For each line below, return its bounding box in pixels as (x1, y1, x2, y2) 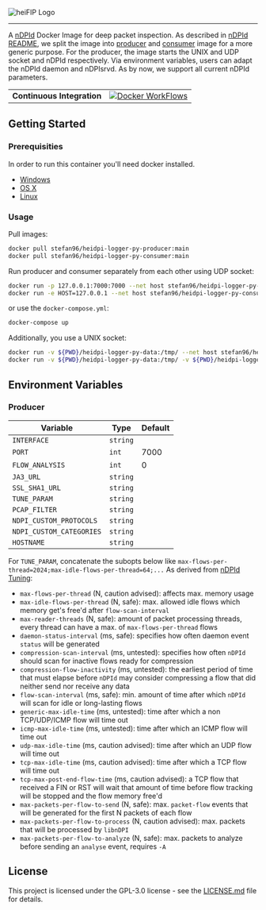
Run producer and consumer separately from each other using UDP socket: (8, 266, 255, 276)
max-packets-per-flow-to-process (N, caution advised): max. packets (19, 816, 245, 826)
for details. (8, 894, 44, 904)
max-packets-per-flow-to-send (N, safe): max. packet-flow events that (19, 799, 249, 809)
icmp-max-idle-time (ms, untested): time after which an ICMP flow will (19, 723, 248, 733)
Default (141, 422, 170, 433)
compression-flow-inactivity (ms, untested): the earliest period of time (19, 664, 253, 674)
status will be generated (19, 639, 101, 649)
